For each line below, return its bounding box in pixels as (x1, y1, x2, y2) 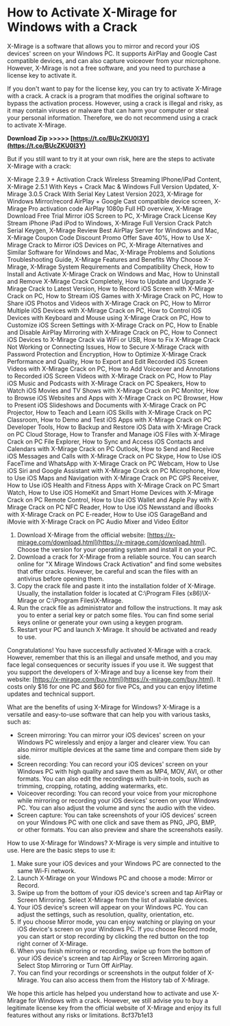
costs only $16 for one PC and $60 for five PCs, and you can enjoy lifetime (7, 682, 218, 690)
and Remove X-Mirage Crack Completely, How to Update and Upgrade (7, 277, 207, 285)
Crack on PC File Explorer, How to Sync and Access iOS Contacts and (7, 437, 204, 445)
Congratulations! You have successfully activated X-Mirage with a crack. (7, 646, 212, 654)
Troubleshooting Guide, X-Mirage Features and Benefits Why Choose (7, 255, 203, 263)
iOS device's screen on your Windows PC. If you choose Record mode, (16, 925, 218, 933)
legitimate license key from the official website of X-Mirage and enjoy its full (7, 1003, 221, 1012)
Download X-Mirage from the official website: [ (16, 530, 149, 539)
